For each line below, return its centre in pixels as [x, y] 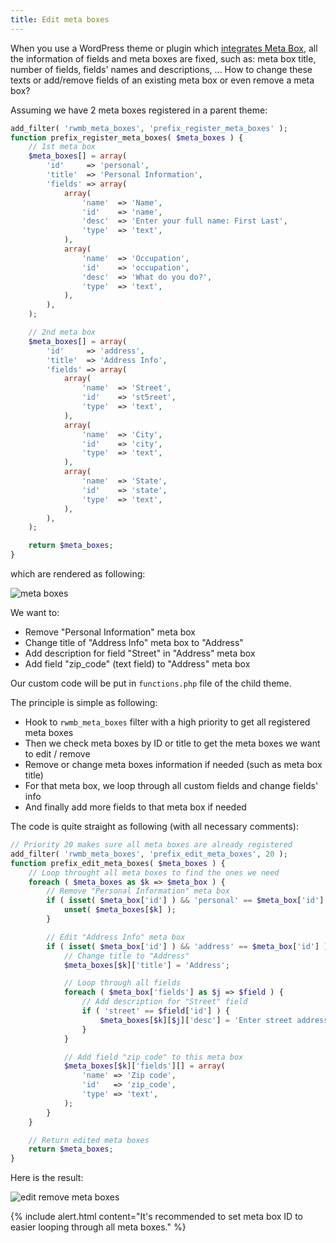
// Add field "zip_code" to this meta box [153, 1057]
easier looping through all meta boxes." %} [98, 1227]
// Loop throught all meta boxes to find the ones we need [154, 872]
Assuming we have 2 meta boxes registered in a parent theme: [139, 110]
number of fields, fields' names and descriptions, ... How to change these [161, 69]
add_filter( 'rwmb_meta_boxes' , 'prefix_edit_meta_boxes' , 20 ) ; [149, 854]
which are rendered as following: [78, 574]
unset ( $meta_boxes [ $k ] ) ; [120, 910]
